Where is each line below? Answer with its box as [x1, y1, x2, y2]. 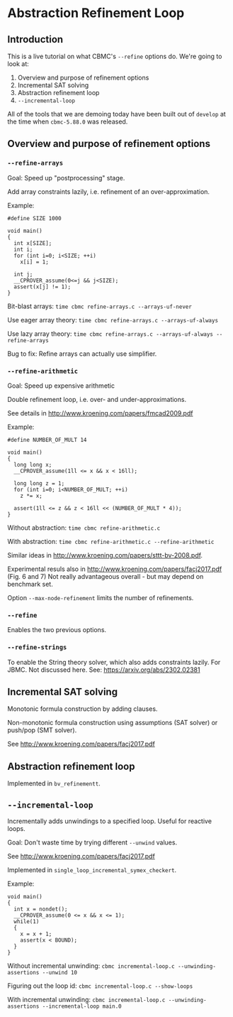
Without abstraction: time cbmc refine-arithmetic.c [7, 523, 161, 532]
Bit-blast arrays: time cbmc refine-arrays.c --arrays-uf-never [7, 302, 193, 310]
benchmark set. [7, 580, 53, 588]
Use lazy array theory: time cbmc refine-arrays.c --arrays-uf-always [7, 329, 214, 338]
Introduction [7, 33, 64, 45]
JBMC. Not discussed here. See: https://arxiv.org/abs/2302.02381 [7, 665, 200, 674]
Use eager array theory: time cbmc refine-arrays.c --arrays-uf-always [7, 315, 218, 324]
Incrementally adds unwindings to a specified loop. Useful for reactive [7, 817, 212, 825]
